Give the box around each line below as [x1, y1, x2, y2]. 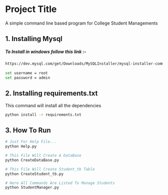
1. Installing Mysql [5, 35, 62, 43]
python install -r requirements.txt [5, 112, 81, 117]
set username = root [5, 71, 48, 76]
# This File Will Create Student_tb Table [5, 166, 95, 171]
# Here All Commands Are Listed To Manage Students [5, 180, 115, 185]
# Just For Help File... [5, 139, 57, 144]
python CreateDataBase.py [5, 157, 59, 162]
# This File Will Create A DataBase [5, 153, 81, 158]
